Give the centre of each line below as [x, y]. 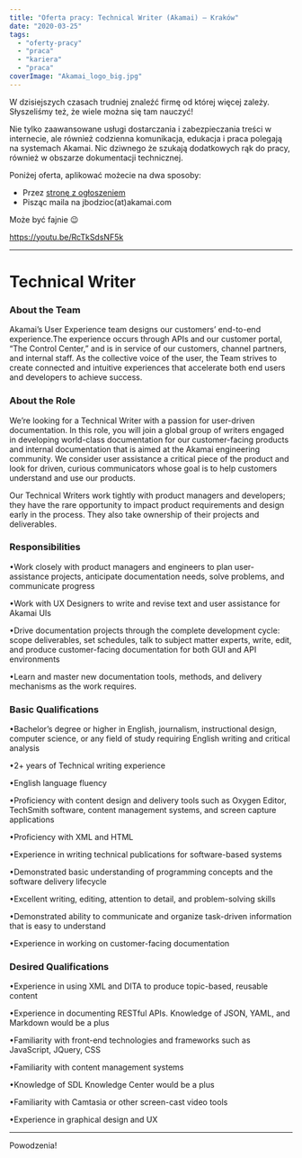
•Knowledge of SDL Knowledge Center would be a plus [112, 1085]
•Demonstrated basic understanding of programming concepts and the [141, 872]
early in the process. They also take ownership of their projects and [134, 514]
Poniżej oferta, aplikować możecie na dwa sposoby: [106, 175]
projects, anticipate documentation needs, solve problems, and [168, 576]
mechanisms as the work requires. [73, 686]
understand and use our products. [73, 477]
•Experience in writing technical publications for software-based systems [146, 855]
